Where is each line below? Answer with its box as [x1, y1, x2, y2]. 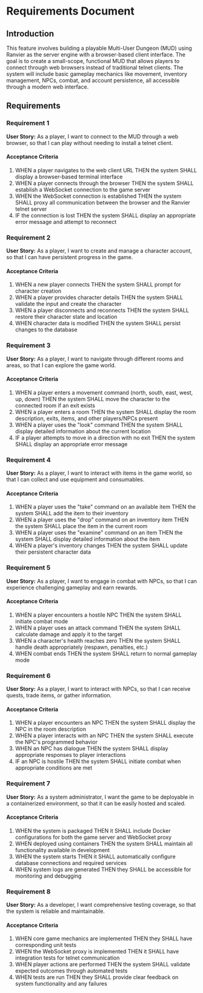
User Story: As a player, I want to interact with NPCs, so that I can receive [6, 685, 191, 693]
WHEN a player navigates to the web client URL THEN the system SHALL [15, 166, 198, 174]
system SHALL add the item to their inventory [15, 510, 129, 517]
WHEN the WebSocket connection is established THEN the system [15, 192, 182, 200]
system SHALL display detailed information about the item [15, 535, 161, 543]
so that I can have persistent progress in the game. [6, 254, 133, 261]
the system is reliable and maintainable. [6, 907, 105, 915]
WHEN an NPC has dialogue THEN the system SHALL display [15, 745, 168, 752]
